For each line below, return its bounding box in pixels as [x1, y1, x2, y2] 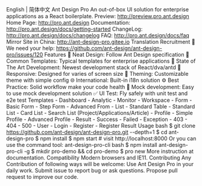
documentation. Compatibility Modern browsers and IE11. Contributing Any [6, 154, 192, 161]
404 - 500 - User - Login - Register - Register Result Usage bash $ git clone [6, 122, 196, 129]
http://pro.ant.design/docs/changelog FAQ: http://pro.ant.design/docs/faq [6, 32, 190, 39]
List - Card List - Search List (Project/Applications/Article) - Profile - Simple [6, 110, 193, 116]
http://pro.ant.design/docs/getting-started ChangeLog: [6, 25, 143, 33]
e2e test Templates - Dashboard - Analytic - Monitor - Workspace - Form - [6, 96, 192, 104]
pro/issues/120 [6, 51, 43, 58]
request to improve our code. [6, 173, 79, 180]
